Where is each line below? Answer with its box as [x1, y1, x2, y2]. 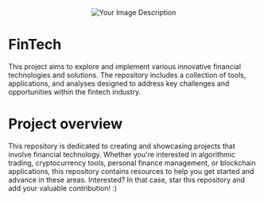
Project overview [8, 115, 123, 133]
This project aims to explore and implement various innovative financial [8, 61, 241, 71]
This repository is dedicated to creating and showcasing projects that [8, 141, 236, 150]
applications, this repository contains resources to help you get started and [8, 166, 254, 176]
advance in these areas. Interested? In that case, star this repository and [8, 175, 245, 184]
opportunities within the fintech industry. [8, 87, 142, 96]
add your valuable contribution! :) [8, 183, 118, 193]
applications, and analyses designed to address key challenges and [8, 79, 230, 88]
